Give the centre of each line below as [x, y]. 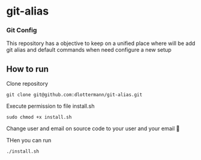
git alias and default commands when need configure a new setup [89, 50]
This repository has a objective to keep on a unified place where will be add [101, 43]
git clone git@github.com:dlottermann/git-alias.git [74, 95]
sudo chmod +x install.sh [39, 117]
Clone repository [27, 84]
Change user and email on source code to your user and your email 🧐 [93, 128]
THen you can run [29, 141]
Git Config [22, 30]
